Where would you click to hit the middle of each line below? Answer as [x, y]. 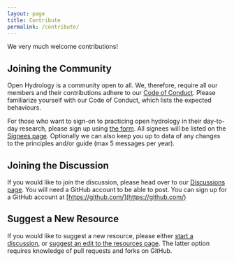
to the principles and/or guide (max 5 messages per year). [91, 143]
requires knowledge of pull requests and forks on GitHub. [90, 250]
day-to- [214, 121]
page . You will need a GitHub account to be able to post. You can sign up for [117, 190]
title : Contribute [34, 20]
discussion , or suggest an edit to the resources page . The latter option [109, 243]
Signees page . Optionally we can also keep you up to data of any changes [114, 136]
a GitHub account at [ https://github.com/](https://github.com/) [97, 197]
